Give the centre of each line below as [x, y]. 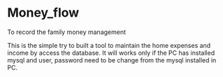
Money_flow [43, 13]
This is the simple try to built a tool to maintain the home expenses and [109, 45]
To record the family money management [67, 32]
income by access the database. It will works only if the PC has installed [111, 53]
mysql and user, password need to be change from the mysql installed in [112, 60]
